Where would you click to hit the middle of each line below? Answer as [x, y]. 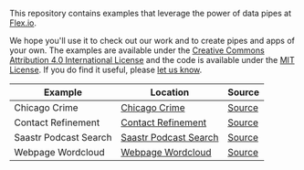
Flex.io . [23, 23]
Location [170, 92]
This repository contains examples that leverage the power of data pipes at [151, 13]
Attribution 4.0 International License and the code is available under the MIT [152, 60]
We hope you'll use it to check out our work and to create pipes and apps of [152, 41]
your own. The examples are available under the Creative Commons [137, 50]
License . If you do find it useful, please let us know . [106, 69]
